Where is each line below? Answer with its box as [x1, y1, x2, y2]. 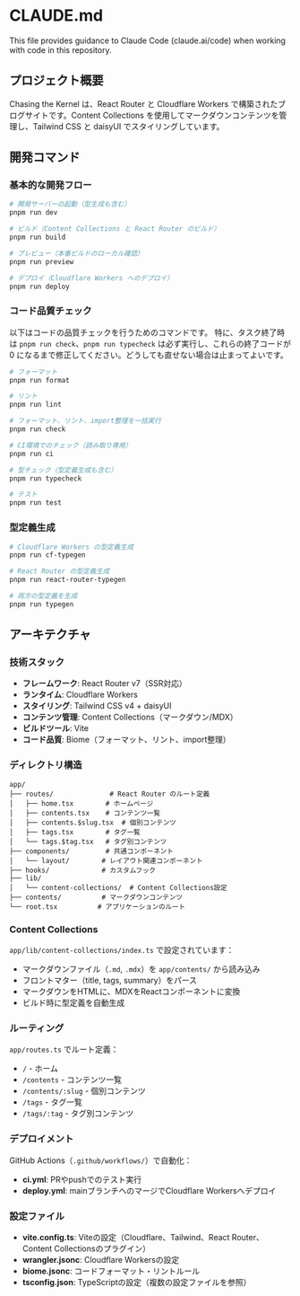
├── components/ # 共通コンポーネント [9, 846, 175, 856]
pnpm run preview [9, 257, 74, 266]
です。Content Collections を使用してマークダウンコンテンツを [47, 110, 279, 120]
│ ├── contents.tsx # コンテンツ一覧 [9, 808, 161, 817]
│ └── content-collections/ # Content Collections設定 [9, 883, 227, 892]
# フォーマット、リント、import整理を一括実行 [9, 417, 161, 426]
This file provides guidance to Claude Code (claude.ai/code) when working [9, 35, 287, 46]
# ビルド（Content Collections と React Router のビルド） [9, 225, 221, 234]
